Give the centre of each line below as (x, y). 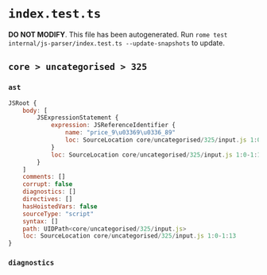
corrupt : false (48, 184)
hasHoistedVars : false (60, 206)
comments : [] (44, 177)
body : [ (35, 110)
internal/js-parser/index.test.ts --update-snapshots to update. (116, 43)
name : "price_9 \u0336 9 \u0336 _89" (120, 133)
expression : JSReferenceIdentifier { (113, 126)
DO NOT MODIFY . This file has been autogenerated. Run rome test (118, 34)
